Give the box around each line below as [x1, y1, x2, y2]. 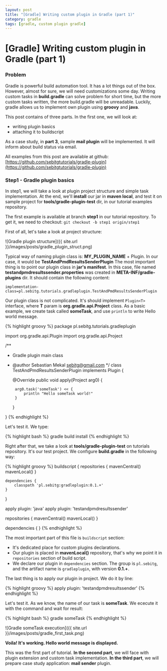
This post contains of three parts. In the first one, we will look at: [5, 114, 138, 120]
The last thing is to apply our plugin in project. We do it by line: [5, 575, 134, 581]
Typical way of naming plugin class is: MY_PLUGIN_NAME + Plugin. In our [5, 253, 159, 259]
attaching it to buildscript [12, 129, 64, 135]
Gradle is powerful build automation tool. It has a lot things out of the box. [5, 83, 156, 89]
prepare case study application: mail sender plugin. [5, 660, 112, 666]
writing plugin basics [12, 123, 55, 129]
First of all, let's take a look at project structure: [5, 229, 102, 235]
